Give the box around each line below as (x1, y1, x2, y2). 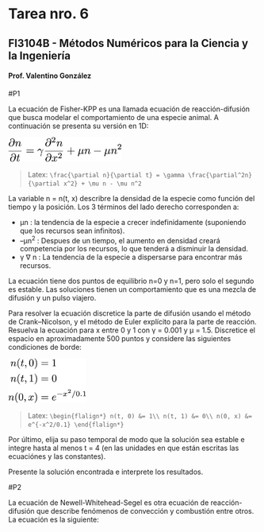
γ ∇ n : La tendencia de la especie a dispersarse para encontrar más (19, 252, 243, 262)
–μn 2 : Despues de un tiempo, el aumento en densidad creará (19, 234, 220, 245)
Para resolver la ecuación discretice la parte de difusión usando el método (8, 309, 251, 318)
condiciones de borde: (8, 343, 82, 352)
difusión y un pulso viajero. (8, 293, 97, 303)
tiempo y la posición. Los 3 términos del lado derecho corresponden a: (8, 202, 239, 212)
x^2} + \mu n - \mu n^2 (63, 180, 142, 188)
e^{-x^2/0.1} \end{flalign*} (27, 421, 124, 429)
